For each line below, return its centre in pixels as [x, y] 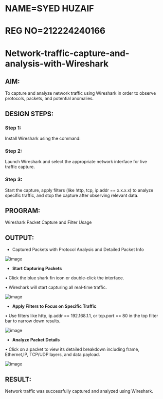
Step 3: [14, 180]
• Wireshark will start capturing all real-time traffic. [56, 287]
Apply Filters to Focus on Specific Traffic [54, 306]
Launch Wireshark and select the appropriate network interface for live [76, 162]
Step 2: [14, 151]
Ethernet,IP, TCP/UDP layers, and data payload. [53, 355]
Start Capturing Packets [37, 269]
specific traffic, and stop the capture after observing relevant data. [72, 195]
